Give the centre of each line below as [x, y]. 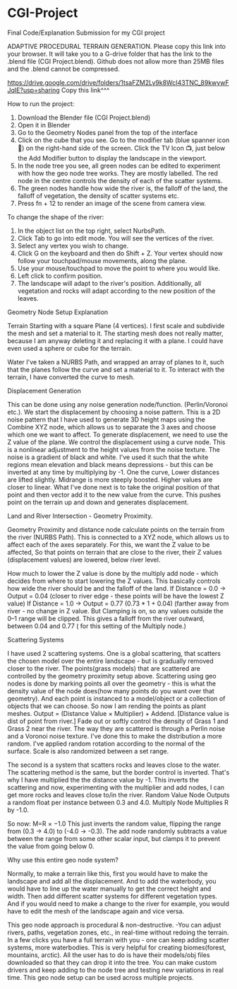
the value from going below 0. [51, 846]
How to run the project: [41, 103]
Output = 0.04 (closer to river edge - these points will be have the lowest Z [116, 596]
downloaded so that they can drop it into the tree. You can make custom [112, 962]
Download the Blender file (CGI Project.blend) [84, 117]
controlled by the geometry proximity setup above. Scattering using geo [112, 676]
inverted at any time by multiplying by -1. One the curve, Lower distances [114, 472]
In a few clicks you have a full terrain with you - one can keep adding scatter [118, 939]
